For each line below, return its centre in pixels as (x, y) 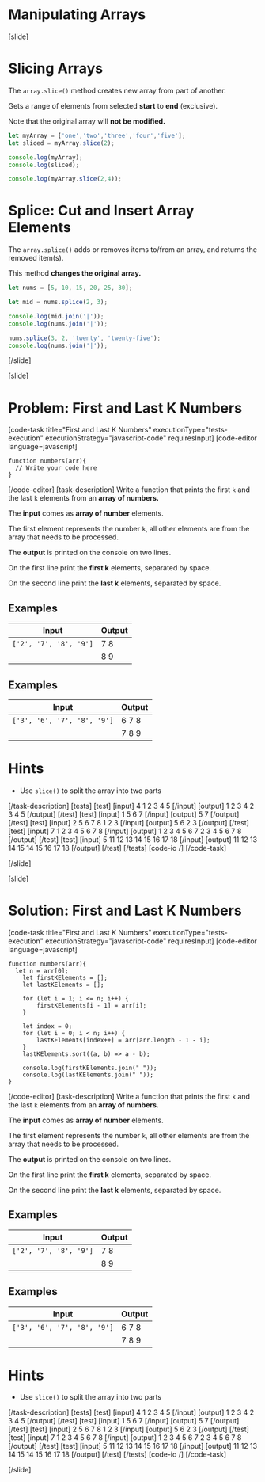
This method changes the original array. (75, 273)
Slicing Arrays (56, 69)
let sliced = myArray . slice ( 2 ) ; (61, 143)
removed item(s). (36, 258)
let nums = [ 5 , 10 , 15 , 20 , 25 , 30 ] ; (70, 288)
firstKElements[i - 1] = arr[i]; (92, 1005)
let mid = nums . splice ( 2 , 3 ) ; (58, 303)
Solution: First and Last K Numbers (125, 911)
